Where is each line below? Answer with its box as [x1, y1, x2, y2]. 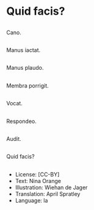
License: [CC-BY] [15, 170, 60, 178]
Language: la [15, 197, 48, 204]
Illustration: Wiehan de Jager [15, 184, 88, 191]
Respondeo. [6, 118, 37, 125]
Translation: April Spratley [15, 190, 81, 197]
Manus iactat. [6, 46, 41, 53]
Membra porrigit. [6, 81, 49, 89]
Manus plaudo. [6, 64, 44, 72]
